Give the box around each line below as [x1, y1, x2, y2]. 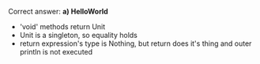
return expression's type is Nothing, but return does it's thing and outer [19, 39, 252, 48]
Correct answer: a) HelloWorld [8, 7, 108, 16]
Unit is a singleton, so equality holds [19, 31, 138, 40]
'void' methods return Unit [19, 22, 106, 31]
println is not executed [19, 47, 93, 56]
